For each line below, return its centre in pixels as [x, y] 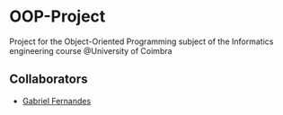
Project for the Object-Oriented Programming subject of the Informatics [141, 41]
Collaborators [49, 80]
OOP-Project [57, 17]
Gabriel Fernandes [57, 101]
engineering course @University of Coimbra [91, 50]
